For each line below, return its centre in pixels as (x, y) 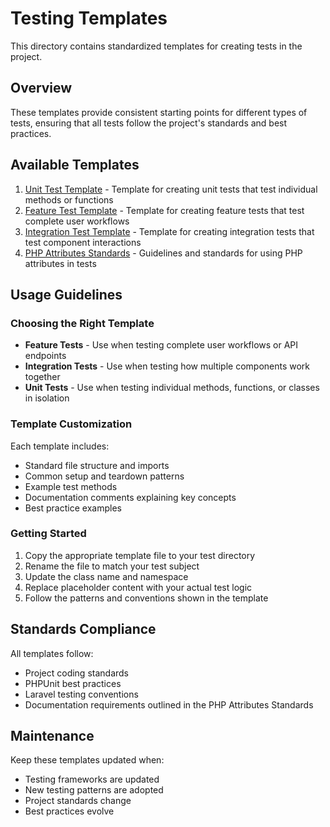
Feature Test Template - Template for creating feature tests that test (164, 210)
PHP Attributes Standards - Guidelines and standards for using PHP (163, 253)
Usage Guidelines (66, 294)
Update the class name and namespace (106, 576)
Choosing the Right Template (82, 323)
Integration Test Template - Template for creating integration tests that (169, 231)
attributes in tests (60, 263)
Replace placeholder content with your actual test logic (138, 587)
